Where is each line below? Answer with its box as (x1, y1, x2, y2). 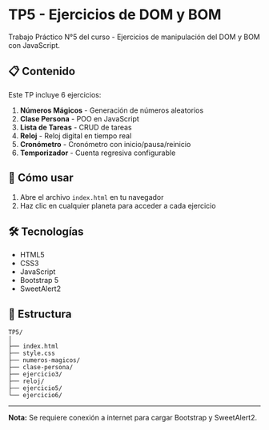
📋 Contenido (8, 65, 76, 78)
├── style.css (8, 349, 56, 357)
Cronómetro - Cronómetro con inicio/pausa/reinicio (19, 139, 191, 149)
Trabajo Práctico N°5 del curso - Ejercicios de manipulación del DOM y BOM (8, 32, 260, 42)
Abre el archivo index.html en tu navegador (19, 192, 164, 201)
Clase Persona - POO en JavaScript (19, 113, 140, 123)
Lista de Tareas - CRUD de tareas (19, 122, 132, 132)
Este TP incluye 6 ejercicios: (8, 90, 102, 99)
